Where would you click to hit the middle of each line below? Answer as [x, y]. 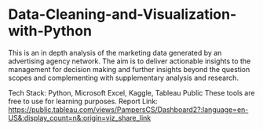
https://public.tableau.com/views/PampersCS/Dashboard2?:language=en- [128, 109]
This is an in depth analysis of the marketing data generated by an [115, 52]
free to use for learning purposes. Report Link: [83, 101]
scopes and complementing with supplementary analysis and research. [124, 78]
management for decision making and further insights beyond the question [129, 69]
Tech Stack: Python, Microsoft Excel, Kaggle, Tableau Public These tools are [131, 92]
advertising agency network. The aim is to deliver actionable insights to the [130, 61]
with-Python [50, 31]
